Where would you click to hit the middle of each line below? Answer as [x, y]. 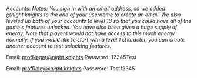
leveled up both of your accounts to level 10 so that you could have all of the [99, 21]
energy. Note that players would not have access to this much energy [91, 33]
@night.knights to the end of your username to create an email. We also [94, 15]
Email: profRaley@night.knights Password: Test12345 [71, 69]
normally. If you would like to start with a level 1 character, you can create [96, 40]
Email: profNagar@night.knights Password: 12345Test [71, 57]
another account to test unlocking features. [59, 46]
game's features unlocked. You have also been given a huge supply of [92, 27]
